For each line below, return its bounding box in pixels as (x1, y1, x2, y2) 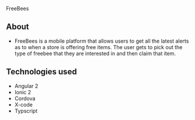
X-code (14, 101, 33, 108)
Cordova (14, 95, 36, 102)
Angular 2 (14, 82, 39, 90)
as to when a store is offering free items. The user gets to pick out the (14, 43, 183, 50)
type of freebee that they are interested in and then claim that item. (14, 50, 176, 57)
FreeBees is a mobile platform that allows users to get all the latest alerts (14, 37, 189, 44)
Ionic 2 (14, 88, 32, 95)
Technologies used (6, 67, 77, 77)
